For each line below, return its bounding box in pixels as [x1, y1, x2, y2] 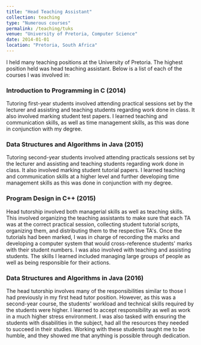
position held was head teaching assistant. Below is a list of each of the [6, 65, 182, 72]
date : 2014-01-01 [6, 37, 50, 43]
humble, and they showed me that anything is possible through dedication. [6, 332, 190, 339]
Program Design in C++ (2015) [6, 194, 96, 202]
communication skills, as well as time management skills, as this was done [6, 119, 190, 126]
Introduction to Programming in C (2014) [6, 86, 126, 95]
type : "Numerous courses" [6, 20, 71, 26]
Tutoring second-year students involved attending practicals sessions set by [6, 154, 195, 161]
